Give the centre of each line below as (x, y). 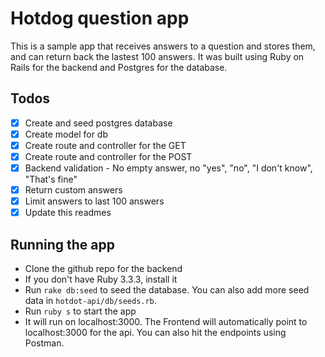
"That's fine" (51, 179)
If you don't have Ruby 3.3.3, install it (101, 279)
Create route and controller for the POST (108, 156)
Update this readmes (68, 213)
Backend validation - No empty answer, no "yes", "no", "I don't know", (168, 168)
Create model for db (66, 134)
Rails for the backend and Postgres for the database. (119, 67)
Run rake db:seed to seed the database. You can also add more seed (167, 290)
